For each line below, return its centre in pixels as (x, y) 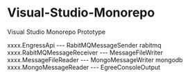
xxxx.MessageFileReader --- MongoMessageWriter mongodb (95, 59)
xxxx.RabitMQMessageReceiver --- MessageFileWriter (85, 52)
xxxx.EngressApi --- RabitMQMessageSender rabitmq (84, 45)
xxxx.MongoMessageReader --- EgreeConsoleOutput (84, 67)
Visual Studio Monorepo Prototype (57, 32)
